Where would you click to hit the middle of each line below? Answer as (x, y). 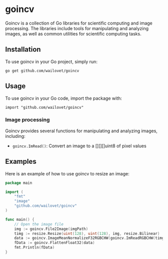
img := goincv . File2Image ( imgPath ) (51, 229)
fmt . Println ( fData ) (34, 247)
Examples (21, 162)
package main (19, 183)
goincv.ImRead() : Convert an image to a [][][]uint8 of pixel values (79, 146)
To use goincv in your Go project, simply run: (51, 62)
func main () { (20, 219)
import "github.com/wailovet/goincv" (44, 107)
